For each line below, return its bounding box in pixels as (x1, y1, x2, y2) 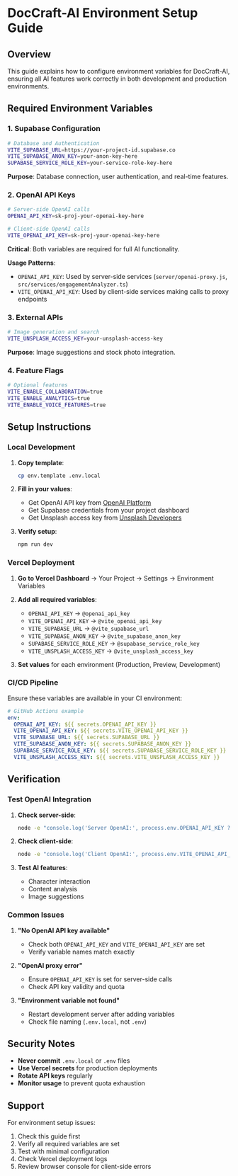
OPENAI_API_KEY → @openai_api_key (28, 609, 130, 617)
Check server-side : (17, 811, 76, 819)
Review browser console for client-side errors (17, 1163, 152, 1171)
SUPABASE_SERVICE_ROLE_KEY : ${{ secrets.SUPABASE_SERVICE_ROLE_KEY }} (13, 747, 227, 755)
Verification (7, 773, 61, 785)
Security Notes (7, 1037, 76, 1049)
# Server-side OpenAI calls (7, 206, 91, 213)
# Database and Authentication (7, 139, 100, 147)
